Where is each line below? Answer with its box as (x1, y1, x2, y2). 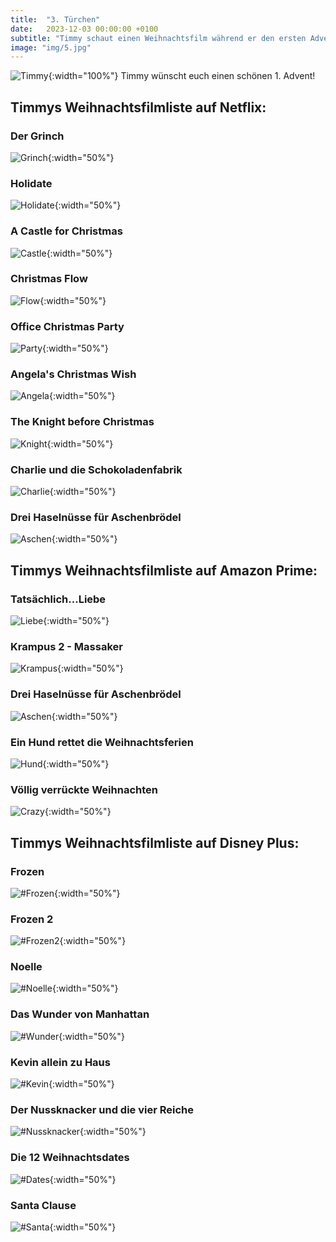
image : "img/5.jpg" (10, 42, 92, 53)
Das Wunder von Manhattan (10, 1007, 150, 1021)
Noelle (10, 960, 43, 974)
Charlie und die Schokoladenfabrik (10, 462, 183, 476)
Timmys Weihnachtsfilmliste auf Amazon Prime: (10, 562, 318, 579)
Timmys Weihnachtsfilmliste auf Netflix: (10, 99, 267, 116)
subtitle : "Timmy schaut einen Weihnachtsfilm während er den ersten (10, 33, 307, 43)
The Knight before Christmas (10, 415, 155, 429)
